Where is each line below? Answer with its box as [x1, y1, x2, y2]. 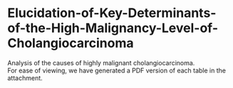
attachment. [7, 73, 43, 82]
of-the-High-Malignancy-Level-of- [7, 20, 219, 36]
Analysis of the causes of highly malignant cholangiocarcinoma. [7, 58, 195, 67]
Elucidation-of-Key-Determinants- [7, 5, 217, 21]
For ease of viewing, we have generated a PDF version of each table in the [7, 66, 227, 75]
